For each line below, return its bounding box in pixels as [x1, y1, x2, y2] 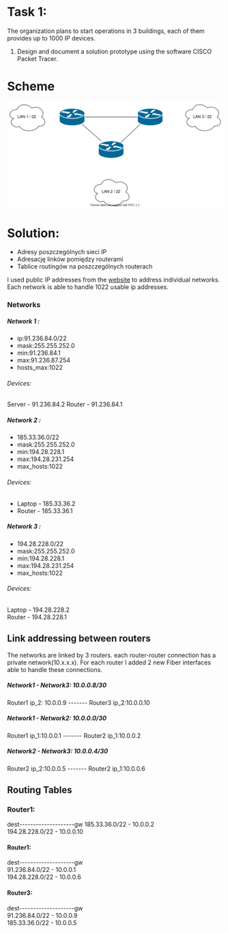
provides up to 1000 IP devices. [7, 34, 96, 42]
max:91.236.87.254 [16, 356, 70, 364]
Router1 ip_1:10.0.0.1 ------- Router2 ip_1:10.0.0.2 [7, 731, 141, 740]
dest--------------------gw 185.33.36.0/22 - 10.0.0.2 [7, 820, 155, 829]
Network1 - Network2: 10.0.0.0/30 [7, 714, 107, 723]
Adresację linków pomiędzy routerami [16, 255, 124, 264]
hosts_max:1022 [16, 364, 63, 372]
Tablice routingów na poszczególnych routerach [16, 262, 153, 271]
